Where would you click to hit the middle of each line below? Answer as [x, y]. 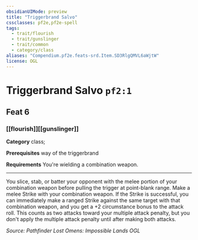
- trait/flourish [33, 34]
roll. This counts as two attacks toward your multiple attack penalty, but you [98, 213]
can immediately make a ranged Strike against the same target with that [93, 200]
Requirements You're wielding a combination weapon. [72, 165]
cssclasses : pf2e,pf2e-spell [42, 22]
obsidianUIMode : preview [37, 12]
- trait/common [30, 45]
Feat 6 [18, 112]
